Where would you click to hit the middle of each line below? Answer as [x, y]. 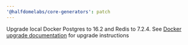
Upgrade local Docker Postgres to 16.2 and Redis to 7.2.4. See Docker [94, 29]
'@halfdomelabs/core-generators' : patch [59, 12]
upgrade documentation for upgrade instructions [68, 35]
